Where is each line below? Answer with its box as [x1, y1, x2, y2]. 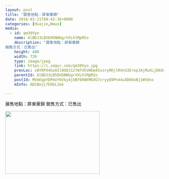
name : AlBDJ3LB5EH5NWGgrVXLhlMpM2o [14, 36, 89, 41]
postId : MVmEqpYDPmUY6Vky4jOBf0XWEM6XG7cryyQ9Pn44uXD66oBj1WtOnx [14, 77, 154, 82]
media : [5, 26, 19, 31]
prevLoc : [14, 68, 33, 73]
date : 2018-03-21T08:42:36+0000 [5, 17, 73, 22]
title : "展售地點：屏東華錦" [5, 12, 59, 17]
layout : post [5, 7, 33, 13]
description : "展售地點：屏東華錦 [14, 40, 79, 45]
